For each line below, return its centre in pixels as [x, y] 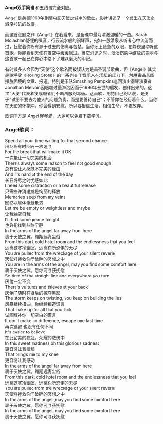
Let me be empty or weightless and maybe [48, 208]
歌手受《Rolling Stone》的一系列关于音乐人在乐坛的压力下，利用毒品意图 [82, 75]
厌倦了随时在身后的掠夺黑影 [33, 293]
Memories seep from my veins [35, 197]
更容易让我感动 [20, 360]
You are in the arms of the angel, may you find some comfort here [71, 264]
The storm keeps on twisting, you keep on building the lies [64, 298]
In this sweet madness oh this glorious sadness [52, 343]
